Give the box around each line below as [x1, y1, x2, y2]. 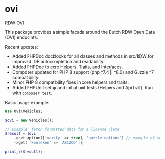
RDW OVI [5, 20, 24, 26]
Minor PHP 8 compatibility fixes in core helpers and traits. [12, 79, 129, 85]
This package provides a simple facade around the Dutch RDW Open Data [5, 29, 155, 35]
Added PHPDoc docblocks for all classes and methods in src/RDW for [12, 53, 154, 59]
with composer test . [12, 90, 53, 96]
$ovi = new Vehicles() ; [5, 118, 54, 123]
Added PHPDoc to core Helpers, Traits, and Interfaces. [12, 64, 123, 70]
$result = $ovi [5, 131, 36, 136]
